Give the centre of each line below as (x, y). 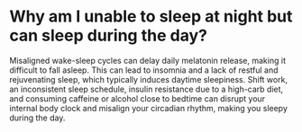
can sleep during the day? (108, 35)
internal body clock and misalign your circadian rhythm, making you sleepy (149, 108)
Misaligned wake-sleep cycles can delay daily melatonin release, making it (148, 60)
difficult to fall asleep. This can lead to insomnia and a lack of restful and (144, 70)
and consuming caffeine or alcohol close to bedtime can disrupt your (137, 98)
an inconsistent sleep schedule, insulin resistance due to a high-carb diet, (146, 89)
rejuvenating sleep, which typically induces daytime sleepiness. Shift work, (149, 79)
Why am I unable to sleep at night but (151, 17)
